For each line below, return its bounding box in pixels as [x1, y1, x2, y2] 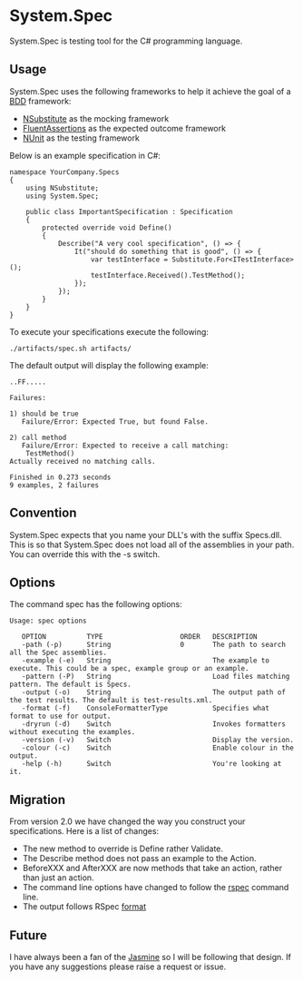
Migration [9, 791, 66, 808]
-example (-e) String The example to [21, 656, 270, 665]
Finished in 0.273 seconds [9, 473, 112, 482]
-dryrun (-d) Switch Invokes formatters [21, 720, 286, 729]
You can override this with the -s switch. [9, 548, 161, 559]
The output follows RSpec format [22, 901, 147, 912]
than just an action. [22, 872, 94, 883]
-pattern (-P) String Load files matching [21, 672, 290, 682]
